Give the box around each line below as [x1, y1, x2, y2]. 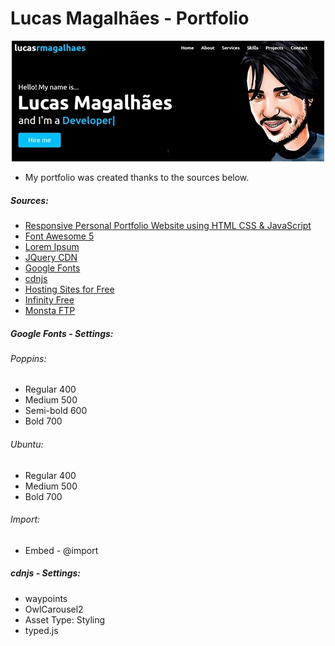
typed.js [24, 624, 59, 636]
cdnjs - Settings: [10, 567, 82, 579]
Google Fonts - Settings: [10, 327, 114, 339]
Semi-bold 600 [24, 405, 88, 417]
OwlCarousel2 [24, 603, 84, 615]
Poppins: [10, 352, 47, 364]
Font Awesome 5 [24, 230, 95, 242]
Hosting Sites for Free [24, 283, 115, 295]
